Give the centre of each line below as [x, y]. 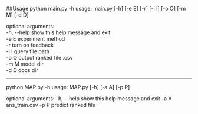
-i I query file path [28, 51]
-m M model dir [25, 64]
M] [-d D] [17, 15]
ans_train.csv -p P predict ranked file [51, 105]
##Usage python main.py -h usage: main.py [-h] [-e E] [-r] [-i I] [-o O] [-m [96, 9]
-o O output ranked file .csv [39, 58]
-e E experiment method [36, 39]
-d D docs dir [22, 70]
